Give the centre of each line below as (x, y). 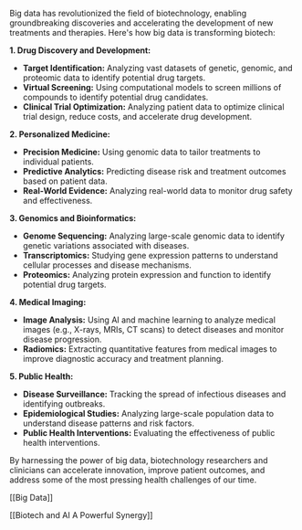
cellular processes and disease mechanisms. (107, 265)
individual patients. (58, 162)
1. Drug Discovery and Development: (80, 50)
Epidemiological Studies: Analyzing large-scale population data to (148, 413)
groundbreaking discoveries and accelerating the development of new (141, 23)
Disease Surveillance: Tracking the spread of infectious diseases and (154, 394)
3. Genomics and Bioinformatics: (73, 218)
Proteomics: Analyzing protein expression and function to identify (147, 275)
